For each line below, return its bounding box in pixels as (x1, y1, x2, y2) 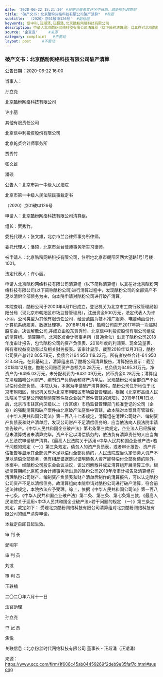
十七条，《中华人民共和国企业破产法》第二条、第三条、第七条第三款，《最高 (5, 493, 154, 499)
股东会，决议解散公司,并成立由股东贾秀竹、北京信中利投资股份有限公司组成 (5, 328, 155, 334)
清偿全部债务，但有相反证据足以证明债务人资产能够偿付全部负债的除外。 (13, 456, 158, 462)
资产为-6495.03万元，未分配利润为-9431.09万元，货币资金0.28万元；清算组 (5, 371, 158, 377)
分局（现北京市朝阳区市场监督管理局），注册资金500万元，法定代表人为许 (9, 310, 155, 316)
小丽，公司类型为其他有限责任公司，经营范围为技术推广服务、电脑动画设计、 (5, 316, 158, 322)
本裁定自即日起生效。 (5, 521, 48, 527)
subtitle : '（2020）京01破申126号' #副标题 (5, 16, 90, 21)
